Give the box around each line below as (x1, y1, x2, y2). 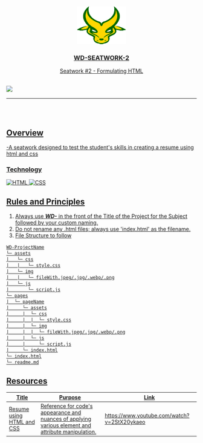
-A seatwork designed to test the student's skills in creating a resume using (6, 144, 195, 151)
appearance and (40, 409, 82, 416)
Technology (6, 165, 42, 174)
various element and (40, 421, 92, 428)
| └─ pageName (6, 299, 45, 305)
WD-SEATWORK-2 (73, 53, 130, 62)
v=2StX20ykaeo (105, 418, 146, 425)
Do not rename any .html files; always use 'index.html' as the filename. (14, 226, 191, 233)
